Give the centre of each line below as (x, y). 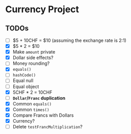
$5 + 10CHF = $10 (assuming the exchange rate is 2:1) (69, 40)
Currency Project (42, 9)
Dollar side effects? (33, 58)
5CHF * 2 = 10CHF (32, 92)
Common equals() (32, 103)
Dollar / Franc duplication (39, 98)
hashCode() (24, 75)
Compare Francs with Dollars (43, 115)
